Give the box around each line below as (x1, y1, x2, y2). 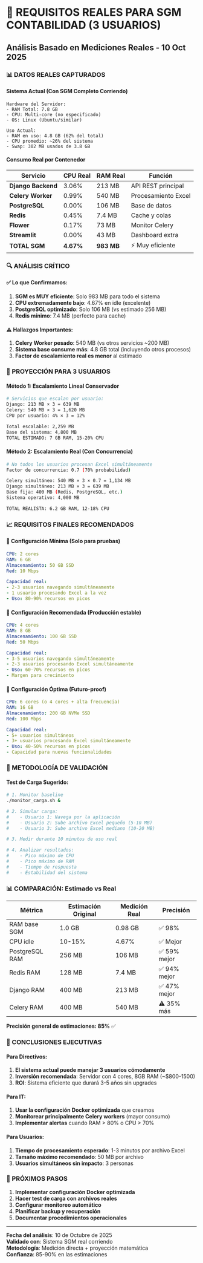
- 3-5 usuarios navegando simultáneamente (6, 656, 115, 662)
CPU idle (9, 938, 34, 946)
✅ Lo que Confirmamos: (6, 279, 68, 286)
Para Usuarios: (6, 1133, 44, 1140)
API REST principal (130, 181, 184, 190)
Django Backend (9, 181, 58, 190)
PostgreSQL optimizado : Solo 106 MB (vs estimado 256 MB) (14, 305, 167, 313)
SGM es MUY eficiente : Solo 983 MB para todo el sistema (14, 293, 160, 300)
